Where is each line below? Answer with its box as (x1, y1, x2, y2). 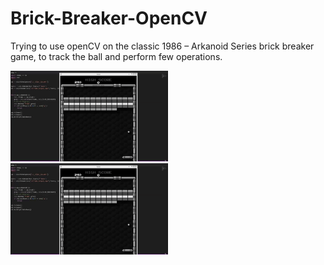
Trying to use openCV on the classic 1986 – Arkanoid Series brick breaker (10, 40, 315, 52)
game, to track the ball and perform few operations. (10, 50, 223, 62)
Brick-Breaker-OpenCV (10, 7, 208, 30)
